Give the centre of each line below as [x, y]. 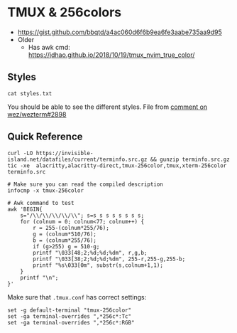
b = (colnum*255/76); [65, 240]
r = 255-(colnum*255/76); [71, 228]
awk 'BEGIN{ [25, 209]
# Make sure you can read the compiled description [85, 184]
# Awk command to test [41, 203]
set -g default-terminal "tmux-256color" [70, 310]
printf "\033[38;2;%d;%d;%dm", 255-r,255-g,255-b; [109, 259]
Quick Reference [45, 137]
